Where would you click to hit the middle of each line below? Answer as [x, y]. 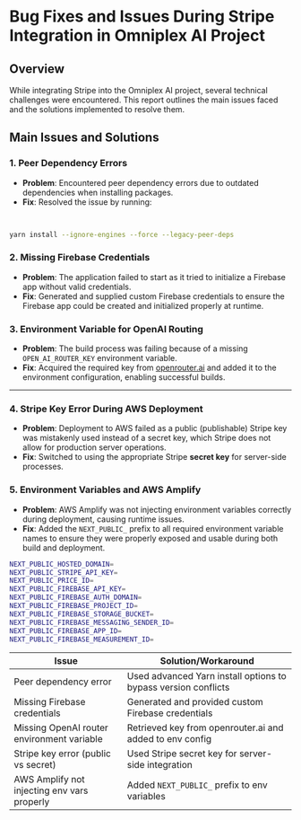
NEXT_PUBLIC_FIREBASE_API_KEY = [68, 589]
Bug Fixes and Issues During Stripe [142, 17]
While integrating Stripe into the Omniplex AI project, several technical [139, 90]
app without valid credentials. [77, 287]
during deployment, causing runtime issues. [103, 519]
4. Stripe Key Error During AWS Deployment [106, 409]
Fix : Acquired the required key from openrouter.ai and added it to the [149, 368]
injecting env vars [51, 790]
